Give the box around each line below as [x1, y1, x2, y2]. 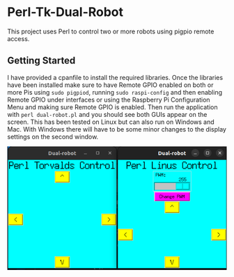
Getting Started [7, 55, 76, 67]
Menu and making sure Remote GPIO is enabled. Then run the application [7, 102, 218, 111]
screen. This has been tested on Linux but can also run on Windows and [7, 118, 214, 126]
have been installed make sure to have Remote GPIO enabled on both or [7, 81, 214, 89]
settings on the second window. [7, 132, 99, 141]
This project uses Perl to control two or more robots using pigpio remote [7, 27, 214, 35]
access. [7, 34, 30, 42]
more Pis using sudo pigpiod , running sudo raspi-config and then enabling [7, 88, 223, 96]
